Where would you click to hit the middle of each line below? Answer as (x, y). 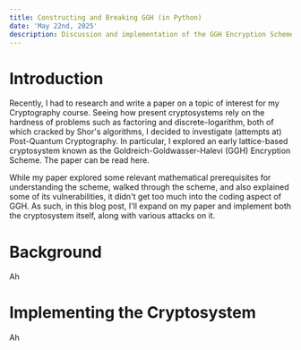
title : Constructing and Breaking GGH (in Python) (106, 17)
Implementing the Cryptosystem (133, 313)
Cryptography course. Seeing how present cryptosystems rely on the (137, 113)
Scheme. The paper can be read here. (80, 160)
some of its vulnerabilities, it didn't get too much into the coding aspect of (146, 197)
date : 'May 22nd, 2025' (54, 26)
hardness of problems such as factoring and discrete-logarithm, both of (142, 123)
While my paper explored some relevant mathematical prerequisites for (140, 178)
